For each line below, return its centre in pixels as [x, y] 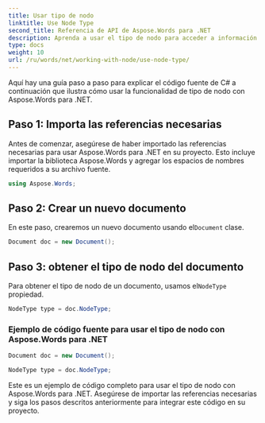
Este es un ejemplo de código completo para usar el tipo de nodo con [122, 385]
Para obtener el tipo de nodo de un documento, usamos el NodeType [117, 286]
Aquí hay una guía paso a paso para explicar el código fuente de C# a [122, 82]
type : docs [26, 45]
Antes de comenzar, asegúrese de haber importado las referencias [117, 143]
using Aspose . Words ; [42, 184]
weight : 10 [26, 52]
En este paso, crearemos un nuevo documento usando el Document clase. [126, 227]
